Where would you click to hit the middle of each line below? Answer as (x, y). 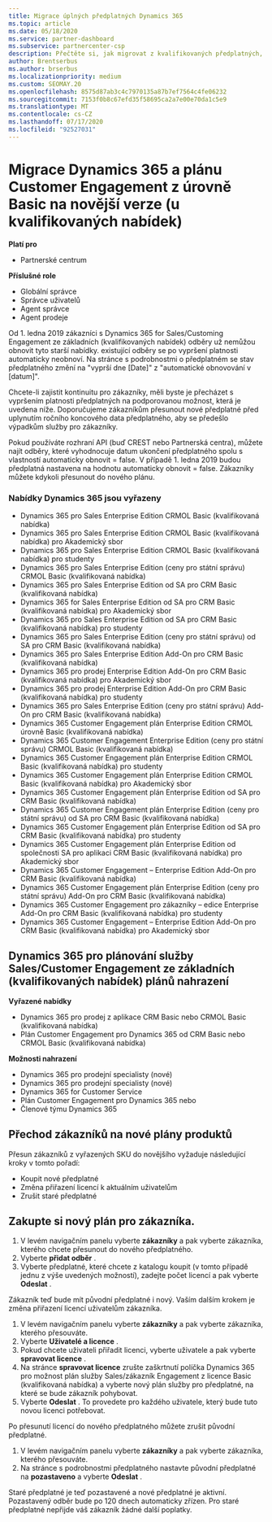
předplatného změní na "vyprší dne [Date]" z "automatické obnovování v (130, 368)
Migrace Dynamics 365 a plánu (115, 170)
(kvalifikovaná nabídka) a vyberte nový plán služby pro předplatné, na (137, 1385)
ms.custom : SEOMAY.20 (45, 84)
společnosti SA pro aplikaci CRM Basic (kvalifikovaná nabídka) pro (131, 853)
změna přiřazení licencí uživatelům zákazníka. (85, 1308)
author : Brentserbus (43, 62)
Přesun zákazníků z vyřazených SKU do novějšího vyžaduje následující (127, 1154)
